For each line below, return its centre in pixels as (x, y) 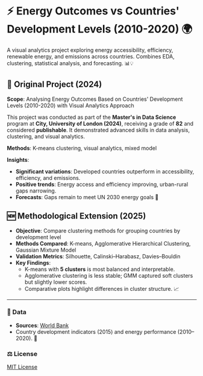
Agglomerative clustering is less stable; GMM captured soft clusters (109, 275)
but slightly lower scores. (56, 282)
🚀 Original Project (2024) (55, 84)
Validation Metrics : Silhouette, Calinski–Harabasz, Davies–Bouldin (98, 256)
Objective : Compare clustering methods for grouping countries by (98, 231)
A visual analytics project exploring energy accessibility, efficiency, (90, 50)
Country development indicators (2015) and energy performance (96, 331)
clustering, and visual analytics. (46, 136)
